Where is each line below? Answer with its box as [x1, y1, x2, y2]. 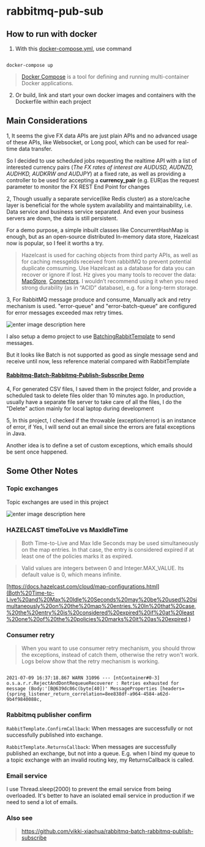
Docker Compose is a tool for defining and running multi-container [21, 73, 190, 80]
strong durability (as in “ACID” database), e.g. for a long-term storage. [21, 284, 198, 291]
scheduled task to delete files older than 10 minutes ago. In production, [6, 392, 185, 400]
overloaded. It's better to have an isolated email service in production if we [6, 792, 195, 799]
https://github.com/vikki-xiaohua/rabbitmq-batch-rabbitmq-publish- [21, 827, 194, 835]
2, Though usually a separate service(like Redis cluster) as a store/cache [6, 195, 190, 202]
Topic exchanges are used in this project [6, 498, 109, 506]
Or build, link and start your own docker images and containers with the [15, 91, 196, 99]
